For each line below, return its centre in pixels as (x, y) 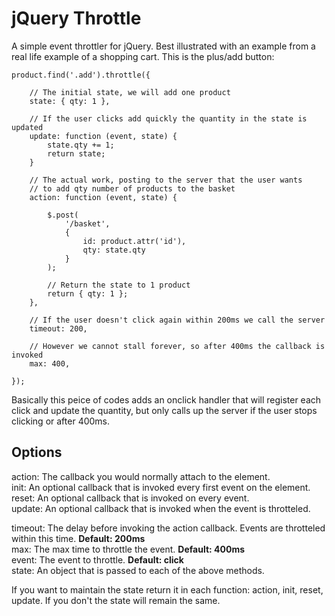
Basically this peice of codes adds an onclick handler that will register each (166, 399)
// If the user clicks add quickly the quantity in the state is (168, 118)
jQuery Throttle (76, 18)
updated (27, 127)
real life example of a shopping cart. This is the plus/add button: (143, 56)
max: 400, (50, 363)
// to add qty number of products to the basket (132, 188)
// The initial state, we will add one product (130, 92)
